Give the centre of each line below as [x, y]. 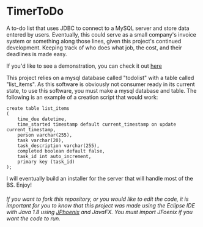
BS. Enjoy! [19, 185]
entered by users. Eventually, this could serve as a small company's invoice [102, 34]
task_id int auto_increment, [54, 156]
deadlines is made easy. [37, 54]
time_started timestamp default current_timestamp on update [97, 124]
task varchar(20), [41, 140]
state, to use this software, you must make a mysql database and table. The [102, 90]
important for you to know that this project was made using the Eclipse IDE [101, 205]
